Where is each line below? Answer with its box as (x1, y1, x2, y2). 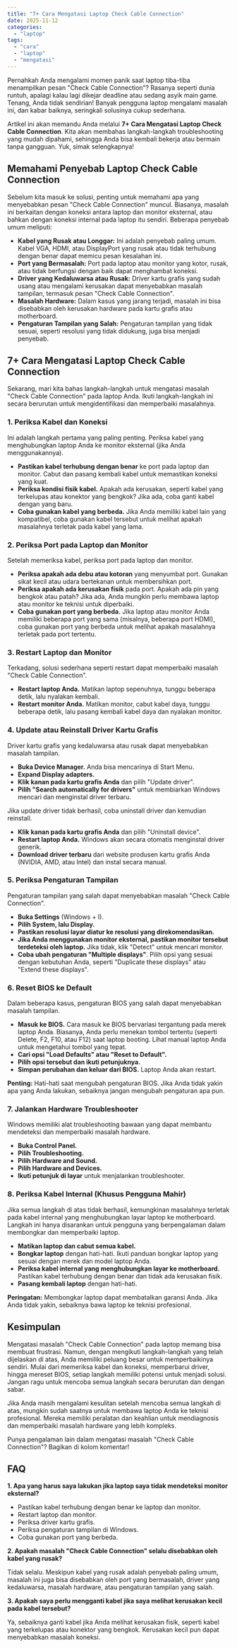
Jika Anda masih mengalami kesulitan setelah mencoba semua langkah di (7, 1399, 221, 1407)
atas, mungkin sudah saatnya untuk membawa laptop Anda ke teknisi (7, 1406, 209, 1414)
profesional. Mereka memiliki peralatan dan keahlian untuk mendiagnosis (7, 1414, 219, 1422)
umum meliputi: (7, 222, 53, 231)
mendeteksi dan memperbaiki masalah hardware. (7, 1128, 151, 1136)
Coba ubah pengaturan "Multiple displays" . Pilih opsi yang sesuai (17, 950, 213, 959)
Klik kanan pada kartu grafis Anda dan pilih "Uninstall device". (17, 828, 201, 836)
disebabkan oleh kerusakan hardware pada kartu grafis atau (17, 304, 193, 312)
